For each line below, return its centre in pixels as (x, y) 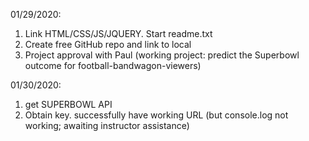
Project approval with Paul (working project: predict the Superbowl (162, 55)
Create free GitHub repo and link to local (108, 44)
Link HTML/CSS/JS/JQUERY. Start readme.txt (118, 33)
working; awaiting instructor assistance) (107, 125)
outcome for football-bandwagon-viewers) (113, 65)
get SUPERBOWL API (68, 104)
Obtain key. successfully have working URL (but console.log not (156, 115)
